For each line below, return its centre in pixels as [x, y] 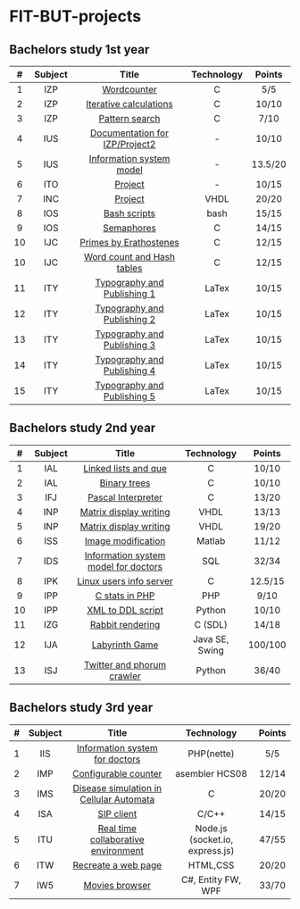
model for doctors [125, 566]
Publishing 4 [129, 371]
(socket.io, [211, 839]
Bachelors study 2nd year [83, 428]
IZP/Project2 [129, 144]
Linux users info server [125, 580]
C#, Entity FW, [212, 880]
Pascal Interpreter [125, 497]
